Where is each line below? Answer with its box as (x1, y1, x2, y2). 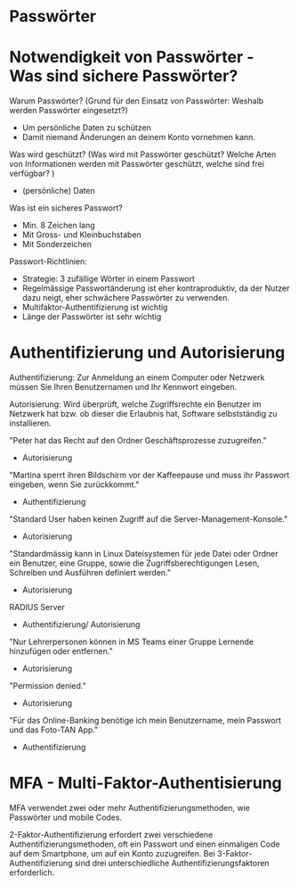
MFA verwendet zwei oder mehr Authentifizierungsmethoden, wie (9, 803, 251, 813)
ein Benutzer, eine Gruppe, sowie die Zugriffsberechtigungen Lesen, (9, 558, 260, 568)
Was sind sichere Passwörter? (9, 66, 238, 87)
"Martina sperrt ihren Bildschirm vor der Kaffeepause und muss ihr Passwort (9, 470, 290, 481)
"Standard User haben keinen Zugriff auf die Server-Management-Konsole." (9, 514, 288, 525)
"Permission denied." (9, 681, 87, 691)
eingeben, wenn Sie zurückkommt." (9, 479, 140, 490)
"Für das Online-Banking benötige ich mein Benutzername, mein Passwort (9, 715, 282, 726)
